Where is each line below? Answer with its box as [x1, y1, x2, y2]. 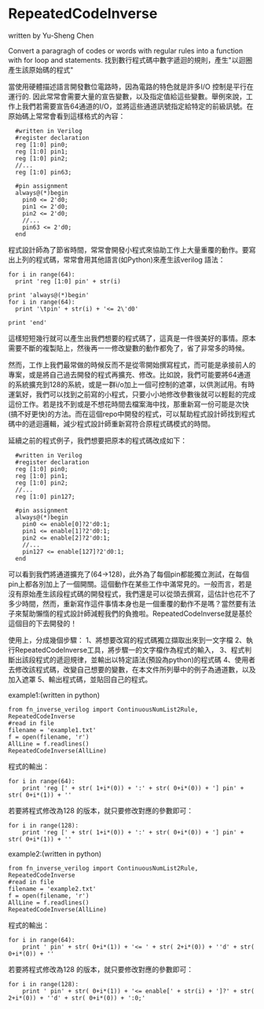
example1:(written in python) [8, 690, 101, 700]
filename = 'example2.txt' [8, 885, 97, 893]
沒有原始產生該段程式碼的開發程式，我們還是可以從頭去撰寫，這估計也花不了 [8, 589, 256, 598]
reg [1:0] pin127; [15, 492, 76, 500]
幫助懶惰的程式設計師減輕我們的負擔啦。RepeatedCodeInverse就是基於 [21, 609, 253, 618]
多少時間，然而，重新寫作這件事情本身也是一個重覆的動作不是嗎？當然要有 [8, 598, 249, 608]
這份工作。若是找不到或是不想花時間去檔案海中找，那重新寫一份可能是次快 [8, 399, 249, 409]
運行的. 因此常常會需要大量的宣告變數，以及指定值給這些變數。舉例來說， [8, 91, 246, 101]
